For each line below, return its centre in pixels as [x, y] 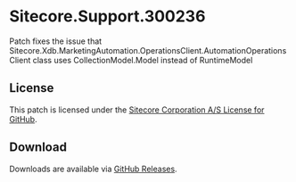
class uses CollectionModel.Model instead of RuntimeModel [143, 60]
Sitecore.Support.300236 [107, 17]
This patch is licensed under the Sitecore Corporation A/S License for [137, 110]
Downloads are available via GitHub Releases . [93, 169]
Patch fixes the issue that [56, 41]
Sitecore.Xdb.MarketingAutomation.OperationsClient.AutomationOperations [148, 50]
